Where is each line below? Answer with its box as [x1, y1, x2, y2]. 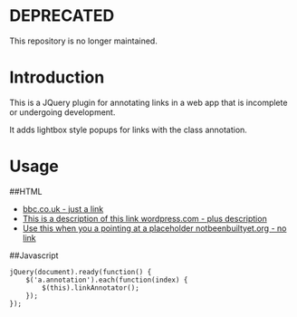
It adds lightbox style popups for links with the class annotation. [9, 124, 247, 135]
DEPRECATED [9, 5, 115, 26]
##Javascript [9, 250, 59, 261]
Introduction [9, 67, 105, 88]
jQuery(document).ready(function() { [9, 267, 152, 276]
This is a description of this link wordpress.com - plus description [22, 213, 267, 224]
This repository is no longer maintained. [9, 35, 158, 46]
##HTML [9, 186, 43, 197]
